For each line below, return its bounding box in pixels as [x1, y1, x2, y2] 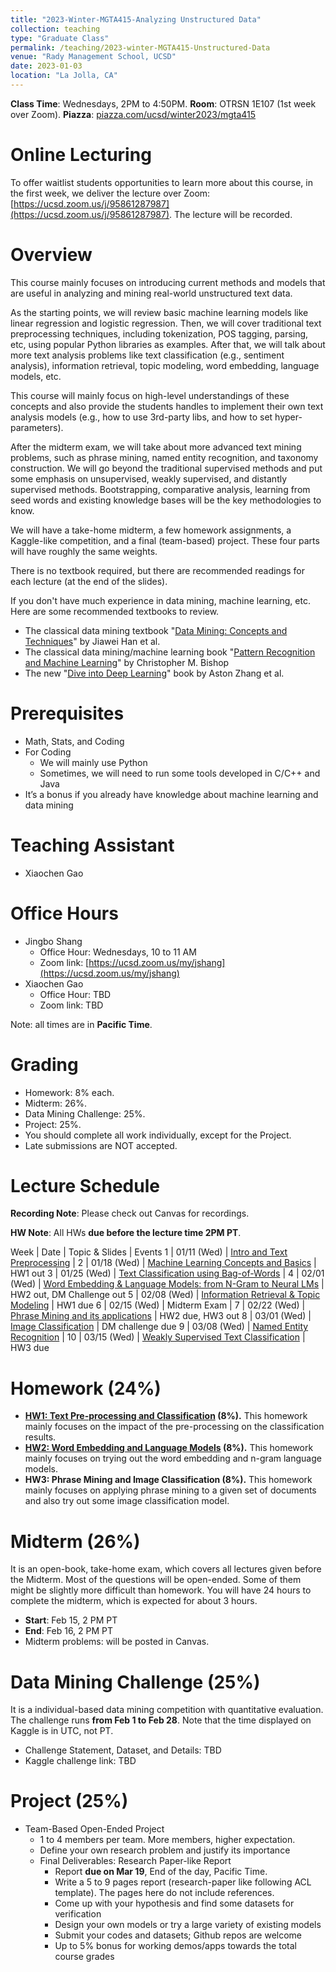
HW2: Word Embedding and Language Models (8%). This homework [24, 1442, 314, 1454]
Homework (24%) [10, 1377, 162, 1400]
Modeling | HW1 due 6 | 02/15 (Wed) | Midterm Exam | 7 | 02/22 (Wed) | [10, 1299, 306, 1311]
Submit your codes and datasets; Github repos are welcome [54, 1929, 303, 1941]
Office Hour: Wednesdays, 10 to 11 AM [39, 946, 197, 958]
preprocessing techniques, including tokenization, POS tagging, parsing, [10, 327, 309, 340]
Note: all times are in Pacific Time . [10, 1018, 153, 1030]
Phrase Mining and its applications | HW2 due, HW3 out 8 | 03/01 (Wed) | [10, 1310, 312, 1322]
